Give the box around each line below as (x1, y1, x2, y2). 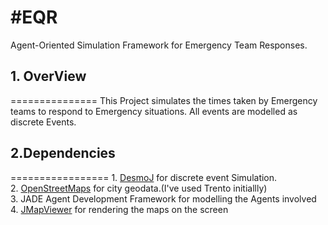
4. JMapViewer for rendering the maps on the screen (10, 203, 229, 215)
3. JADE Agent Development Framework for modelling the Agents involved (10, 192, 317, 205)
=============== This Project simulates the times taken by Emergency (10, 94, 318, 106)
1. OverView (10, 68, 87, 85)
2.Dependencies (10, 145, 116, 162)
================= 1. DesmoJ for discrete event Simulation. (10, 171, 278, 183)
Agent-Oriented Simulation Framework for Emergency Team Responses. (10, 39, 308, 51)
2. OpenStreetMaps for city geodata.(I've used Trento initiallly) (10, 182, 268, 194)
